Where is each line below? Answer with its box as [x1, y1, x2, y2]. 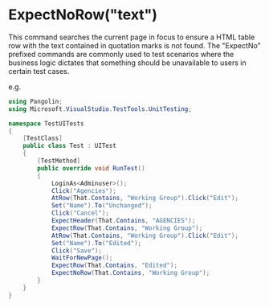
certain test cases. [8, 66, 70, 76]
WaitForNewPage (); [51, 254, 113, 262]
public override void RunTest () [37, 164, 146, 172]
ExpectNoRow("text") [8, 6, 158, 24]
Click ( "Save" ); [51, 247, 103, 255]
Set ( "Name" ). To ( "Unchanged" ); [51, 202, 153, 210]
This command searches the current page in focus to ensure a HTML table [8, 32, 255, 42]
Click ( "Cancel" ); [51, 209, 110, 218]
